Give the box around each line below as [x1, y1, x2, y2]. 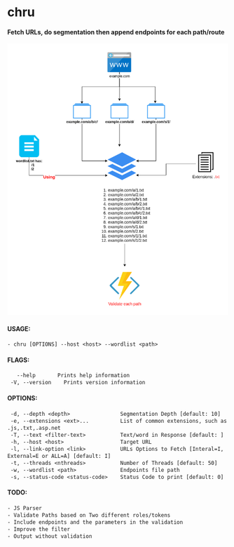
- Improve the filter [7, 525, 71, 533]
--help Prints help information [16, 372, 130, 379]
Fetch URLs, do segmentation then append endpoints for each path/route [7, 27, 225, 36]
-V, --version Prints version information [10, 379, 146, 386]
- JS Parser [7, 504, 42, 512]
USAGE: [7, 324, 31, 333]
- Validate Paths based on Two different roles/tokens [7, 511, 171, 519]
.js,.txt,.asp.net [7, 424, 61, 431]
